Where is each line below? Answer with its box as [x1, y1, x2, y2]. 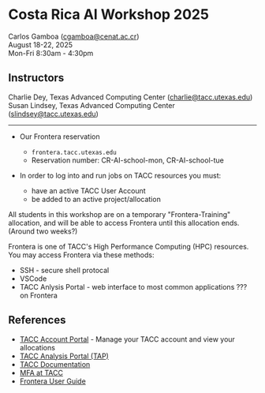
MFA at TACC [19, 368, 63, 377]
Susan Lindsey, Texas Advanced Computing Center [8, 100, 175, 110]
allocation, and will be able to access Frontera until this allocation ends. [8, 218, 240, 227]
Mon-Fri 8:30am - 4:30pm [8, 48, 94, 58]
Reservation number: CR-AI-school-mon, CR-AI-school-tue [31, 155, 225, 165]
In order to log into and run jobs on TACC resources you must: [19, 170, 222, 180]
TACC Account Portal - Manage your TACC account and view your [19, 334, 235, 344]
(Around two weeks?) [8, 226, 78, 236]
